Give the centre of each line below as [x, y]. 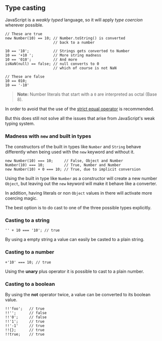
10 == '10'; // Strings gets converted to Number [68, 51]
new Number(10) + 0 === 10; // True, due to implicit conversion [73, 170]
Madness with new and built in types [48, 136]
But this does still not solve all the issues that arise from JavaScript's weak [80, 118]
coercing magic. [21, 198]
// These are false [25, 77]
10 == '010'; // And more [41, 60]
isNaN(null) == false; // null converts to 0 [52, 64]
